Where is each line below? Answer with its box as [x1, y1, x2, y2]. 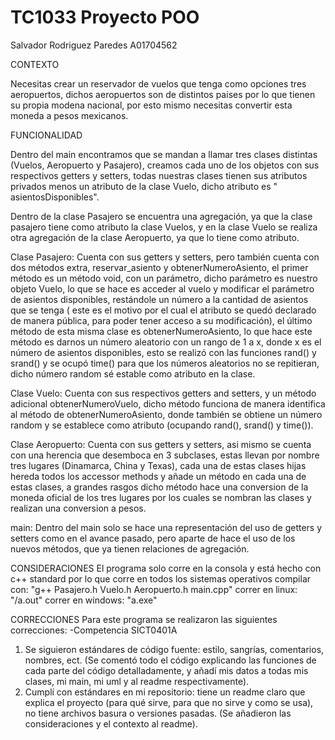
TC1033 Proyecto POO [10, 6, 200, 29]
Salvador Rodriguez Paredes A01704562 [10, 39, 178, 51]
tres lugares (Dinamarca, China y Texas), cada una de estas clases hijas [10, 459, 307, 471]
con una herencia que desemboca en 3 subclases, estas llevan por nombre [10, 449, 320, 461]
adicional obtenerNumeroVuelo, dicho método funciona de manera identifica [10, 397, 326, 410]
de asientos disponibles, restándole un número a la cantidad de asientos [10, 293, 309, 305]
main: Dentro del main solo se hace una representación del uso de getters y [10, 521, 323, 533]
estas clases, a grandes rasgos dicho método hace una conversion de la [10, 481, 309, 493]
